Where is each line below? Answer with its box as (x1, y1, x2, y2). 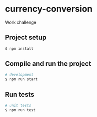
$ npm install (5, 46, 34, 51)
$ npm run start (5, 77, 38, 82)
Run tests (5, 90, 34, 99)
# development (5, 73, 34, 77)
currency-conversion (5, 3, 93, 15)
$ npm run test (5, 107, 36, 112)
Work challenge (5, 19, 36, 25)
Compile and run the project (5, 59, 91, 68)
